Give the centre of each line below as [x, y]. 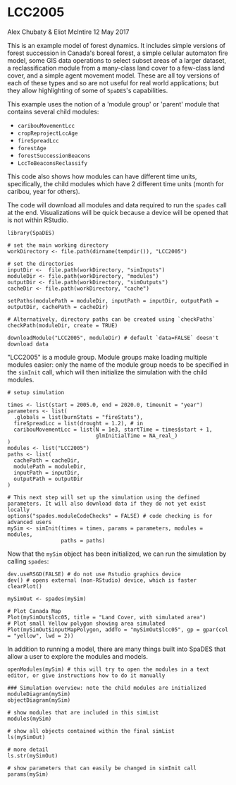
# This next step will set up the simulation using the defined [104, 497]
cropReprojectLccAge [48, 133]
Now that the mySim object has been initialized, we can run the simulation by [117, 554]
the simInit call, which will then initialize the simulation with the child [107, 372]
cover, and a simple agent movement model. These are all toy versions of [113, 75]
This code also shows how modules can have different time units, [102, 176]
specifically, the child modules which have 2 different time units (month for [116, 183]
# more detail [28, 749]
